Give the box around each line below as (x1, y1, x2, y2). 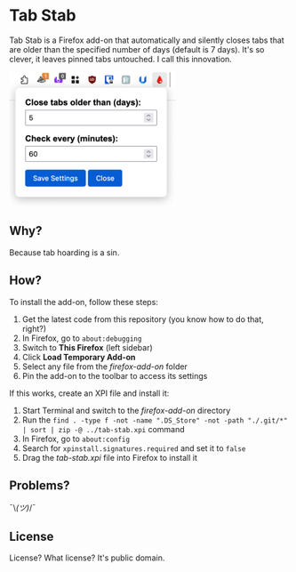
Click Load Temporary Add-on (21, 351, 136, 362)
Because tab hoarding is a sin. (9, 246, 120, 258)
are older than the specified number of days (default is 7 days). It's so (9, 44, 265, 54)
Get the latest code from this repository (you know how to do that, (21, 313, 264, 325)
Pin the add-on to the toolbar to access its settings (21, 370, 208, 381)
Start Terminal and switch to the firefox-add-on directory (21, 405, 231, 415)
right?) (21, 323, 47, 334)
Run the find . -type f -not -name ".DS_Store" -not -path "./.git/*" (21, 415, 288, 425)
